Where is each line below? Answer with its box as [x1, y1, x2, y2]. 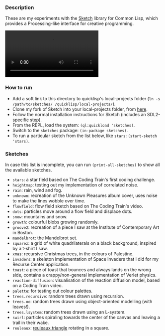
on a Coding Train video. [12, 282, 63, 288]
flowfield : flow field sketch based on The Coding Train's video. [12, 203, 143, 209]
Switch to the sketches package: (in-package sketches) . [12, 127, 128, 133]
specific [12, 117, 29, 123]
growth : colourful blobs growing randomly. [12, 219, 99, 225]
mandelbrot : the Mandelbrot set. [12, 235, 78, 241]
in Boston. [12, 229, 33, 235]
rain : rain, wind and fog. [12, 187, 63, 193]
